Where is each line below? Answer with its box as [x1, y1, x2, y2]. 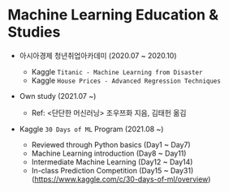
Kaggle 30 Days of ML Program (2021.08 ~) [19, 124, 164, 134]
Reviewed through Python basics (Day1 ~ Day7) [31, 139, 192, 149]
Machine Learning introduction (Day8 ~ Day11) [31, 148, 187, 158]
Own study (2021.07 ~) [19, 91, 97, 100]
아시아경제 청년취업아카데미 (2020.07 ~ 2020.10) [19, 50, 177, 60]
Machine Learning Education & [7, 6, 218, 24]
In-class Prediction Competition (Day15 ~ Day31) [31, 165, 194, 175]
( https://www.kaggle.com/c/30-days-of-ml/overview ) [31, 174, 211, 184]
